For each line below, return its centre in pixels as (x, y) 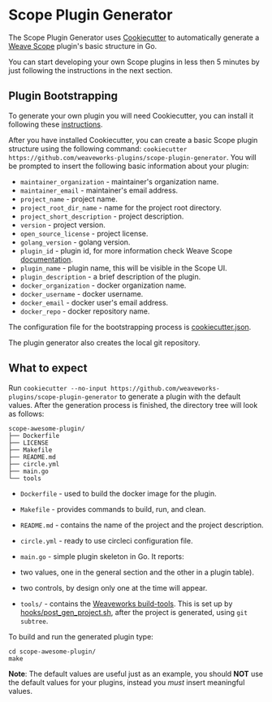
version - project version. (63, 224)
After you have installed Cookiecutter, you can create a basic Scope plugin (133, 140)
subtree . (34, 621)
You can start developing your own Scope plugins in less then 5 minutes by (134, 62)
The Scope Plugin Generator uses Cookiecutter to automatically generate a (134, 37)
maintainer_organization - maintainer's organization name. (119, 181)
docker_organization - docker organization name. (103, 285)
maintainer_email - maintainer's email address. (99, 190)
